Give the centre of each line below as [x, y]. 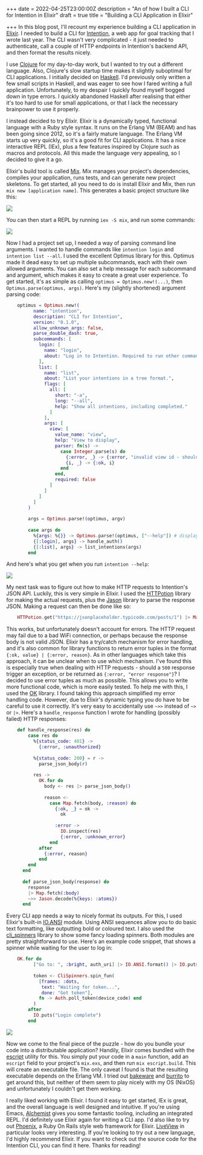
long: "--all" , [74, 401]
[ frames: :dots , [59, 982]
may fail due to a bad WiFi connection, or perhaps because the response [97, 636]
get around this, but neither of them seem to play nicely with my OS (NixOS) [101, 1082]
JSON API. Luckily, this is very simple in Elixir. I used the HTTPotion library [99, 594]
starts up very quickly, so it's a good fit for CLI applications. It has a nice [96, 140]
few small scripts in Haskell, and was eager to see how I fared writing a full [99, 83]
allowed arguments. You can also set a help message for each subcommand [101, 269]
